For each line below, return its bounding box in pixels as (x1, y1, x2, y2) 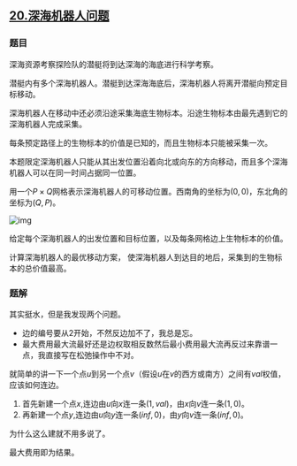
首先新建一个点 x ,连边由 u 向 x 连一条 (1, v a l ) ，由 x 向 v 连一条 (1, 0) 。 (21, 398, 249, 409)
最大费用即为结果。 (9, 447, 80, 457)
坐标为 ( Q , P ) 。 (9, 197, 61, 208)
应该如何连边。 (9, 379, 64, 390)
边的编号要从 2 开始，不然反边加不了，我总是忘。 (21, 327, 198, 338)
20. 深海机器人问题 (9, 8, 110, 24)
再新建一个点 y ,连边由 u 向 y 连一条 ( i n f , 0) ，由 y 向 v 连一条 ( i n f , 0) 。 (21, 409, 249, 420)
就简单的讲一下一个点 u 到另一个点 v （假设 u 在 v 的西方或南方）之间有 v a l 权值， (9, 368, 286, 378)
